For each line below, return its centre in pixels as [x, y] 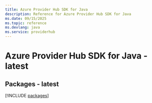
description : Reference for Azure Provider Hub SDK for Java [68, 14]
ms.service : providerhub [30, 32]
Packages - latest [32, 84]
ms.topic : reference [26, 23]
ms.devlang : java [23, 28]
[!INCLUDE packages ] [27, 96]
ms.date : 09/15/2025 [26, 18]
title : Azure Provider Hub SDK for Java [47, 9]
